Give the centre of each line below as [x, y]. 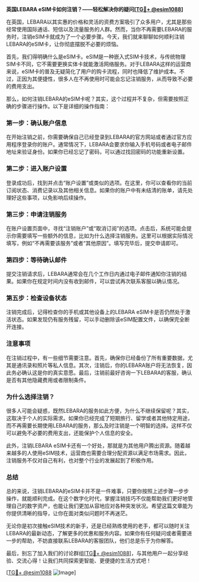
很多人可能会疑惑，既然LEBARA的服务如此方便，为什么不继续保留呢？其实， [99, 411]
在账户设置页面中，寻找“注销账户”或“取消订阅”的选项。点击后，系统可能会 [96, 228]
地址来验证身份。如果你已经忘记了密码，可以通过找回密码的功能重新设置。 [97, 152]
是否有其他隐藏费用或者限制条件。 [48, 380]
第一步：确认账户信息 [36, 123]
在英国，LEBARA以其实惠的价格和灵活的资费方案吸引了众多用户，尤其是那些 [99, 22]
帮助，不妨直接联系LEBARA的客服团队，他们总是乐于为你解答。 [99, 541]
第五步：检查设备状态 [36, 298]
